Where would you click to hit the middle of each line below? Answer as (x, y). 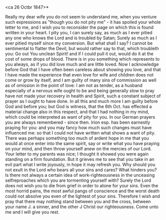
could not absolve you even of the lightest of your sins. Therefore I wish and (83, 196)
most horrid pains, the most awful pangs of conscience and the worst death (82, 191)
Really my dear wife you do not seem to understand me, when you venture (81, 17)
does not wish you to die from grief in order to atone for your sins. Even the (82, 185)
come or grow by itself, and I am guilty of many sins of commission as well (81, 80)
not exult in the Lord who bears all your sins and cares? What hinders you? (81, 170)
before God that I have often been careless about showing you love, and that (83, 70)
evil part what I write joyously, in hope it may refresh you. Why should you (80, 164)
